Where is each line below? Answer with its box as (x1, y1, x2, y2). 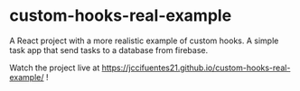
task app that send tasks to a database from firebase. (9, 44, 209, 55)
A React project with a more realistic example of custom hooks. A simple (9, 35, 279, 46)
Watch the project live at (9, 62, 100, 73)
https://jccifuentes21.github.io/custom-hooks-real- (101, 62, 291, 73)
